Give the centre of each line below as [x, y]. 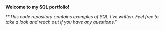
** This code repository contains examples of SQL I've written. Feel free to [82, 17]
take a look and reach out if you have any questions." [61, 22]
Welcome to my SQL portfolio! [37, 7]
